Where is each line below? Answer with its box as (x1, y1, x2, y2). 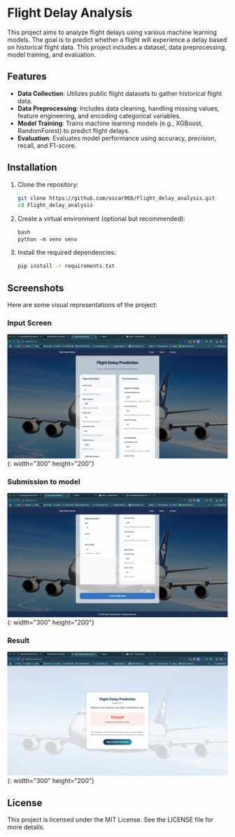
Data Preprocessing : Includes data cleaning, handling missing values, (17, 104, 220, 113)
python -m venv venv (17, 236, 78, 243)
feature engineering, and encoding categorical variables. (17, 111, 182, 120)
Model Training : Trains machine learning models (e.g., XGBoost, (17, 119, 204, 127)
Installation (7, 162, 57, 174)
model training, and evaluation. (7, 50, 97, 59)
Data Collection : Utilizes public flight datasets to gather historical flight (17, 89, 222, 97)
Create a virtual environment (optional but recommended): (17, 215, 185, 223)
